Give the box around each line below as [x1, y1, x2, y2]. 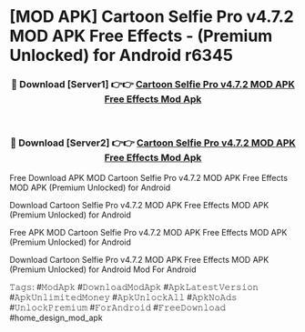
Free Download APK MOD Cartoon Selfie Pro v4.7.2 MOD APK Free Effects [9, 172, 289, 183]
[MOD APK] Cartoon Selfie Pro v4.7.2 [9, 6, 294, 27]
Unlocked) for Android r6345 [9, 45, 234, 65]
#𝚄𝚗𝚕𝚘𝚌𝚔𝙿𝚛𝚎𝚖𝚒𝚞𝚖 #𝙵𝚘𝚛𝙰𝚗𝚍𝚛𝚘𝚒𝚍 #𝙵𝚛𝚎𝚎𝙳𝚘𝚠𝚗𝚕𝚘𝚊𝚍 [9, 302, 226, 313]
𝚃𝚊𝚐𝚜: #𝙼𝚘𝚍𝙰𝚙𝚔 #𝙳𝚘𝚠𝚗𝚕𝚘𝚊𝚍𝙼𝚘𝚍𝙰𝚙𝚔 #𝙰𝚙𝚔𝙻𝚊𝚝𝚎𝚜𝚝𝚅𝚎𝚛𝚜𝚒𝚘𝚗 [9, 281, 259, 292]
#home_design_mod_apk [9, 312, 103, 323]
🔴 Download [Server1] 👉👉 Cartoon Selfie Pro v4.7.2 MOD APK [10, 78, 296, 91]
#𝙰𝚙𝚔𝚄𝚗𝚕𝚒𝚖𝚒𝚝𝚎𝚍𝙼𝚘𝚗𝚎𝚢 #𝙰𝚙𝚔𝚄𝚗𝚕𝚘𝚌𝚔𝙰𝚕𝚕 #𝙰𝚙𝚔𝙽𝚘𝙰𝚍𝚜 [9, 291, 238, 302]
